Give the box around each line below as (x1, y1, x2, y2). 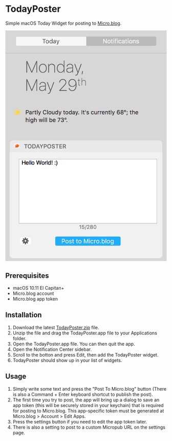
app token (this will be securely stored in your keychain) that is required (12, 402, 164, 408)
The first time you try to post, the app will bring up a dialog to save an (12, 397, 160, 403)
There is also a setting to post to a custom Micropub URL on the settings (12, 424, 165, 430)
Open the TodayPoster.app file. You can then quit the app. (12, 341, 135, 347)
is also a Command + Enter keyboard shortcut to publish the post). (12, 391, 153, 397)
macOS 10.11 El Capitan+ (12, 285, 64, 291)
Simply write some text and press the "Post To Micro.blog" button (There (12, 385, 167, 392)
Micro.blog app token (12, 295, 58, 302)
